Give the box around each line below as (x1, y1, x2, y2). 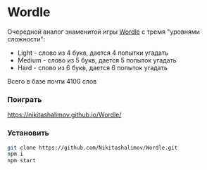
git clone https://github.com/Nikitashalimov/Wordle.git (7, 144, 178, 151)
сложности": (7, 34, 46, 43)
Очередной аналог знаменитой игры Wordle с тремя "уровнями (7, 27, 201, 36)
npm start (7, 157, 37, 164)
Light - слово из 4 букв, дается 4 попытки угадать (17, 48, 169, 57)
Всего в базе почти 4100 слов (7, 77, 97, 85)
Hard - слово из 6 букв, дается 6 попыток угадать (17, 63, 168, 72)
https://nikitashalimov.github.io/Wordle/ (7, 110, 122, 119)
